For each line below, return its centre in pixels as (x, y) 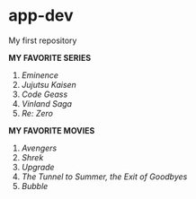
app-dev (41, 16)
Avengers (39, 148)
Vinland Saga (47, 103)
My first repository (43, 40)
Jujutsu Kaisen (49, 84)
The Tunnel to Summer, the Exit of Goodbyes (104, 177)
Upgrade (38, 167)
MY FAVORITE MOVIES (52, 130)
